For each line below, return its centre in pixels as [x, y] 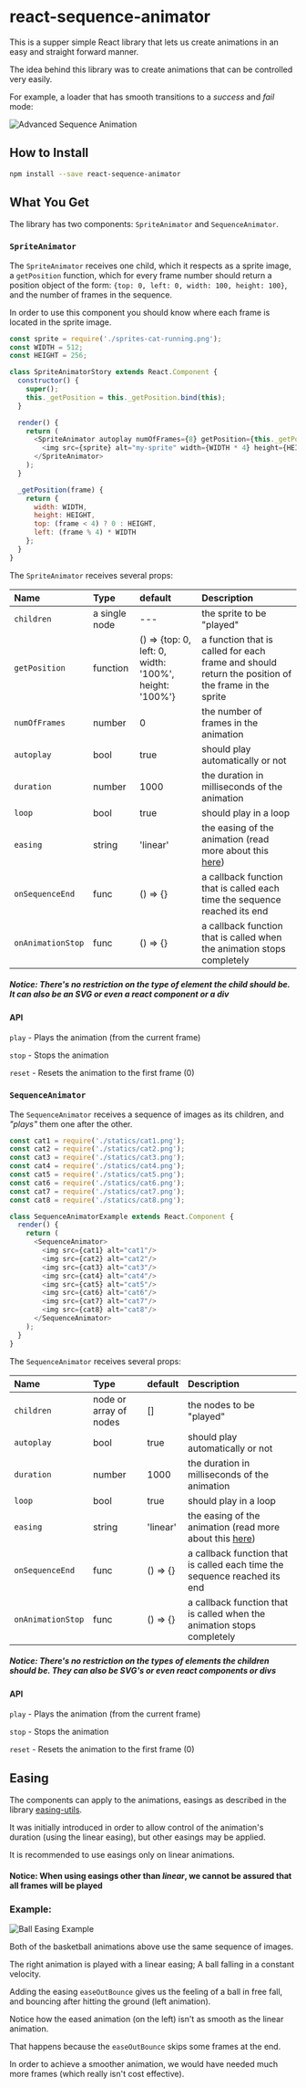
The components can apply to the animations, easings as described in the [148, 1800]
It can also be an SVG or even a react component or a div [119, 994]
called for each [234, 651]
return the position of [247, 673]
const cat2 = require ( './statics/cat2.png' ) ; [97, 1149]
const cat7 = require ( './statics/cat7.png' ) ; [97, 1191]
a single [109, 613]
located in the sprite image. [61, 322]
